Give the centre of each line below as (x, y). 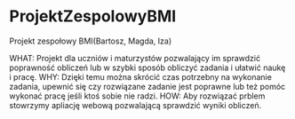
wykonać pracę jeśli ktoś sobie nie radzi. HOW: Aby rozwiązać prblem (137, 96)
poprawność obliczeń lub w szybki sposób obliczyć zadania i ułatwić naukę (147, 67)
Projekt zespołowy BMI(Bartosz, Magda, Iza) (91, 41)
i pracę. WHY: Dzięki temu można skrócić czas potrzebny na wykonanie (141, 76)
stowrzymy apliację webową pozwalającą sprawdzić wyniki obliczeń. (136, 105)
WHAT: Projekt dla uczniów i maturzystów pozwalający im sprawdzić (135, 58)
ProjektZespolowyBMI (93, 16)
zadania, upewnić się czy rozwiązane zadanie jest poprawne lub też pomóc (147, 86)
